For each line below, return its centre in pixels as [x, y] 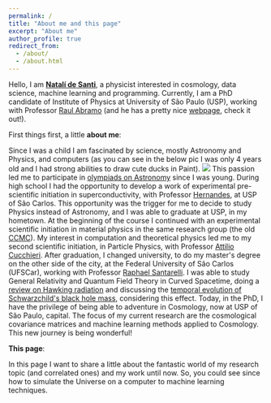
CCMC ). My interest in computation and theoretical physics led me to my [130, 237]
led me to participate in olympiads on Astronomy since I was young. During [134, 177]
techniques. [28, 390]
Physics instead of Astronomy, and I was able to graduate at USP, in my [128, 211]
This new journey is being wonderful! [70, 332]
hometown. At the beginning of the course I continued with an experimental [135, 220]
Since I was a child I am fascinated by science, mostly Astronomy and [125, 150]
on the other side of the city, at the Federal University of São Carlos [121, 263]
